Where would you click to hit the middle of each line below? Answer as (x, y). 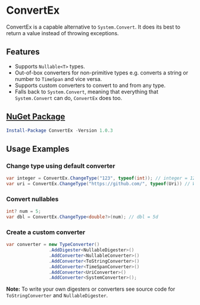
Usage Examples (38, 149)
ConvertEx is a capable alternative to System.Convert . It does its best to (93, 27)
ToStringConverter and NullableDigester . (57, 295)
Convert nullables (32, 199)
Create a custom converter (46, 232)
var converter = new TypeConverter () (53, 245)
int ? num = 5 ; (24, 211)
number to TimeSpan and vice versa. (58, 79)
